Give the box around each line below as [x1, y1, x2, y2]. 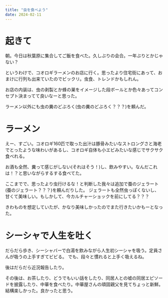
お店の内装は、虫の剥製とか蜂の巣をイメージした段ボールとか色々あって [5, 86, 154, 93]
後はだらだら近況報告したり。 [5, 264, 67, 270]
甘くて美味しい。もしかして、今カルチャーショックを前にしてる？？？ [5, 193, 149, 200]
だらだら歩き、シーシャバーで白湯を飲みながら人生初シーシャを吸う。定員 [5, 247, 158, 254]
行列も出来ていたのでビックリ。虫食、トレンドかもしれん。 [18, 76, 141, 82]
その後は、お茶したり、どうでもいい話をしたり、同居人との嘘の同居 [5, 275, 145, 281]
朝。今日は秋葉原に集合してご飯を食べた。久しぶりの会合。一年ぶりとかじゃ [5, 53, 163, 59]
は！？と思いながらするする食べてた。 [5, 170, 84, 176]
